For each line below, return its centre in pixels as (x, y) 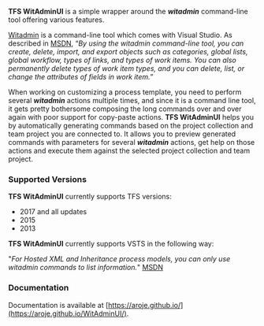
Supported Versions (47, 179)
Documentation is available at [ (58, 305)
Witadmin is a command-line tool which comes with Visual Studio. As (120, 35)
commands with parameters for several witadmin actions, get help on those (132, 142)
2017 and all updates (53, 212)
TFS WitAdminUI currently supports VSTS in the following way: (111, 244)
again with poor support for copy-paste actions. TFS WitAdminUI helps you (131, 117)
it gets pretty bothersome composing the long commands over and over (125, 109)
